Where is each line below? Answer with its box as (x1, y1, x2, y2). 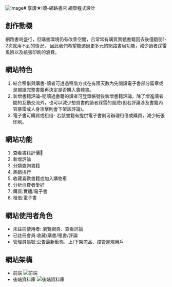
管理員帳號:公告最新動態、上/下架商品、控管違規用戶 (12, 239, 124, 245)
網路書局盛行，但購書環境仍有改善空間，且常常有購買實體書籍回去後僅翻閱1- (5, 36, 167, 42)
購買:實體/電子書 (12, 188, 48, 194)
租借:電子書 (12, 195, 37, 201)
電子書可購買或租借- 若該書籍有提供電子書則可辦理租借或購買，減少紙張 (12, 112, 165, 118)
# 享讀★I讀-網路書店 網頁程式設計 (23, 5, 95, 11)
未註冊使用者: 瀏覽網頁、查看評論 (12, 226, 83, 232)
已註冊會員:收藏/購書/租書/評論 (12, 232, 78, 239)
